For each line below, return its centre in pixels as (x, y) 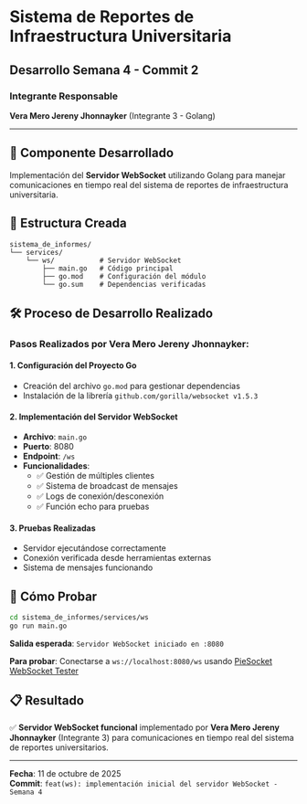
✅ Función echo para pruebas (93, 507)
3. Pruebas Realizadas (53, 528)
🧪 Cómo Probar (53, 596)
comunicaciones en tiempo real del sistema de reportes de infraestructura (149, 185)
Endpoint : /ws (49, 456)
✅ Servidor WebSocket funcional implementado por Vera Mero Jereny (145, 727)
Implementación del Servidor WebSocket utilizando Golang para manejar (148, 175)
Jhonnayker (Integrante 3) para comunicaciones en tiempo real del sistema (152, 737)
